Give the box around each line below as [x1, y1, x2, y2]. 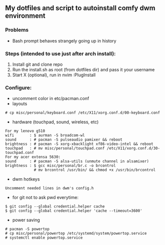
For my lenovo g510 [5, 129, 45, 134]
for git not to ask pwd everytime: [12, 195, 79, 200]
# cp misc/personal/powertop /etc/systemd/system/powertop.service [5, 231, 147, 236]
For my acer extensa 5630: [5, 154, 61, 160]
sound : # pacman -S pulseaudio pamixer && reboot [5, 137, 123, 143]
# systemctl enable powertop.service [5, 235, 83, 241]
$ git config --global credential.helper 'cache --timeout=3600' [5, 208, 142, 213]
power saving [12, 217, 41, 223]
